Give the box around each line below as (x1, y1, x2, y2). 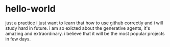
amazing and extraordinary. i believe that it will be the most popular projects (5, 30, 165, 36)
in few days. (5, 36, 31, 42)
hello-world (5, 3, 56, 15)
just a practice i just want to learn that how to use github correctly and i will (5, 20, 163, 26)
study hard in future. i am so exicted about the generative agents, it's (5, 25, 151, 31)
